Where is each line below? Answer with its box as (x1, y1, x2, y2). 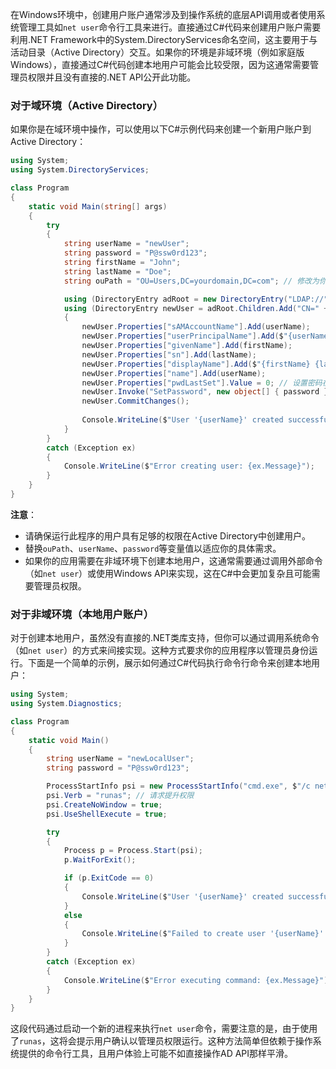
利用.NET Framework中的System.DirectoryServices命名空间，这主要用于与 (10, 34, 318, 45)
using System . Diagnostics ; (10, 699, 123, 709)
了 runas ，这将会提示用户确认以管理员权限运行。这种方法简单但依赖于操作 (10, 1035, 313, 1047)
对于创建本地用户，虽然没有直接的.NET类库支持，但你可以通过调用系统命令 (10, 632, 320, 644)
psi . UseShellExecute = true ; (46, 809, 168, 819)
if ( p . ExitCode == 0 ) (63, 873, 155, 883)
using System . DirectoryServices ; (10, 165, 150, 175)
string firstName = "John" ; (63, 258, 182, 268)
